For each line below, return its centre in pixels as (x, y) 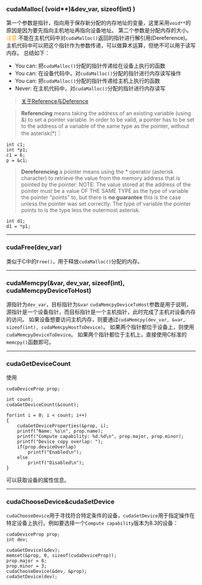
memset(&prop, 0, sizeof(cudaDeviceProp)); (62, 556)
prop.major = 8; (26, 561)
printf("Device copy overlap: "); (60, 442)
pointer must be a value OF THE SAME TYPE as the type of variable (105, 191)
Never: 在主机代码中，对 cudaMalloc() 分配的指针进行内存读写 (90, 89)
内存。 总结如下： (28, 53)
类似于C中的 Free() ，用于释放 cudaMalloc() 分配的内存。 (75, 261)
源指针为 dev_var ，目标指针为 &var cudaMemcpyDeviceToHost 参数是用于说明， (99, 304)
